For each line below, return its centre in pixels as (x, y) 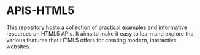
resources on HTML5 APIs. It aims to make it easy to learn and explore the (100, 33)
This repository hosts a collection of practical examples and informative (97, 27)
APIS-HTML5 (40, 11)
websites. (18, 47)
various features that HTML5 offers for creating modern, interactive (91, 40)
